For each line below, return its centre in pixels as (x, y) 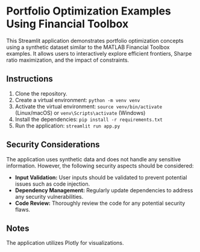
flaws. (23, 209)
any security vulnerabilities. (49, 196)
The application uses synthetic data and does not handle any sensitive (94, 159)
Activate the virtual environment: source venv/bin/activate (89, 106)
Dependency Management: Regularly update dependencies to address (104, 190)
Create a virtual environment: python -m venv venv (77, 100)
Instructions (30, 79)
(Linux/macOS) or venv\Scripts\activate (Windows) (80, 112)
